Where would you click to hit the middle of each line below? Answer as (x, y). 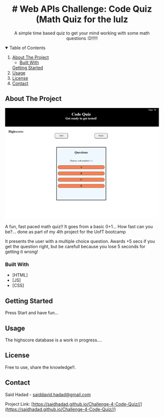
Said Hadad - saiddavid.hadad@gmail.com (48, 394)
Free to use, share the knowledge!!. (41, 367)
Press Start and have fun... (32, 313)
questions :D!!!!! (82, 38)
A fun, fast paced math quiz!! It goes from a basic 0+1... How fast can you (79, 227)
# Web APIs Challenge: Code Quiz (82, 9)
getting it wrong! (21, 252)
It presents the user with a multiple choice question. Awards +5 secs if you (80, 241)
